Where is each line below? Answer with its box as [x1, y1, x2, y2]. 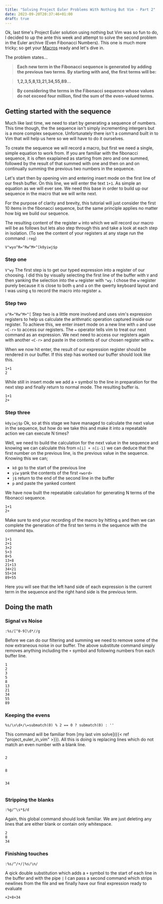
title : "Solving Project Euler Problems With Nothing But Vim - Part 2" [5, 7, 156, 12]
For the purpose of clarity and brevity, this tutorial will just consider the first [5, 200, 156, 206]
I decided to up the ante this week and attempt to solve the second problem [5, 35, 157, 40]
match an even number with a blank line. [5, 742, 86, 748]
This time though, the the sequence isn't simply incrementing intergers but [5, 125, 155, 131]
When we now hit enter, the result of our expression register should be [5, 346, 146, 352]
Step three [5, 409, 31, 416]
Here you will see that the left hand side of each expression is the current [5, 584, 152, 590]
